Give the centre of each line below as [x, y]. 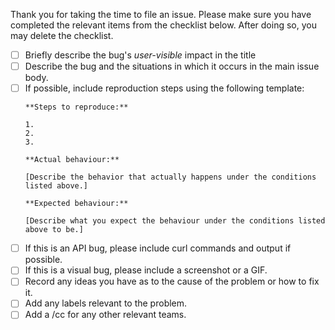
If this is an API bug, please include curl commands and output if [158, 248]
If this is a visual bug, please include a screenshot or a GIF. [146, 270]
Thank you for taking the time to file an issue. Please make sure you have [161, 14]
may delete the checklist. [62, 35]
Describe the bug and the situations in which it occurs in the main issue [172, 66]
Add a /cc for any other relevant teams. [105, 315]
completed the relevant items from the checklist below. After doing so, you [163, 25]
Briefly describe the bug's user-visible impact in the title [140, 55]
